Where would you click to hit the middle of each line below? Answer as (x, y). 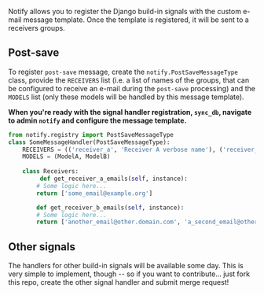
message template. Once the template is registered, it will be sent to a (136, 20)
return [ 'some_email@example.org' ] (95, 193)
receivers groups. (37, 28)
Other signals (42, 247)
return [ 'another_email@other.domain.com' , (108, 222)
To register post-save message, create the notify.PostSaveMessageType (123, 72)
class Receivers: (51, 171)
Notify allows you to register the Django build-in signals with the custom (125, 11)
